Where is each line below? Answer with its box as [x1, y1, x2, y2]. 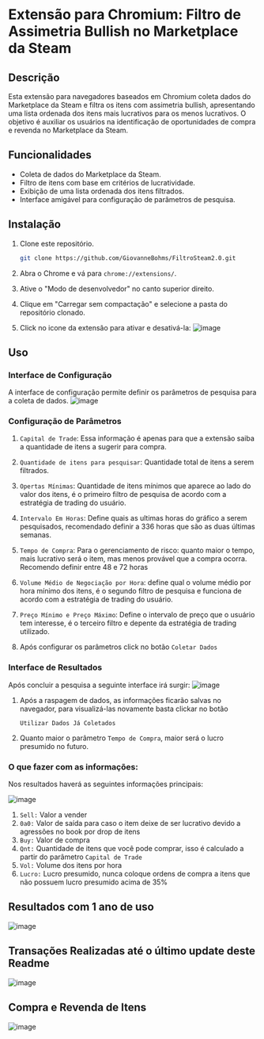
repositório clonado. [19, 307, 85, 317]
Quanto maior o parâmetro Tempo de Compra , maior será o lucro [19, 733, 224, 743]
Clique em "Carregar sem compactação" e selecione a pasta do [19, 299, 228, 308]
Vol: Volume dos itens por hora [19, 861, 123, 870]
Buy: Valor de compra [19, 835, 91, 845]
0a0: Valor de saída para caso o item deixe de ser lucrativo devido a [19, 819, 241, 828]
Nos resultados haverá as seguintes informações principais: [8, 779, 204, 789]
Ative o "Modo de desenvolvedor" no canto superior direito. [19, 284, 215, 293]
